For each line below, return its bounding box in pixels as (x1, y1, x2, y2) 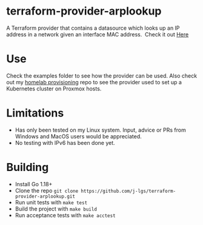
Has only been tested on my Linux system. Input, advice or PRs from (15, 126, 186, 133)
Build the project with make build (15, 205, 97, 212)
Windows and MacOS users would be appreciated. (15, 132, 142, 140)
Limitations (6, 106, 64, 120)
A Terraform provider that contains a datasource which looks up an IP (6, 24, 180, 32)
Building (6, 161, 49, 174)
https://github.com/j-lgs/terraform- (81, 188, 176, 194)
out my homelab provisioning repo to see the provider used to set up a (6, 78, 182, 86)
